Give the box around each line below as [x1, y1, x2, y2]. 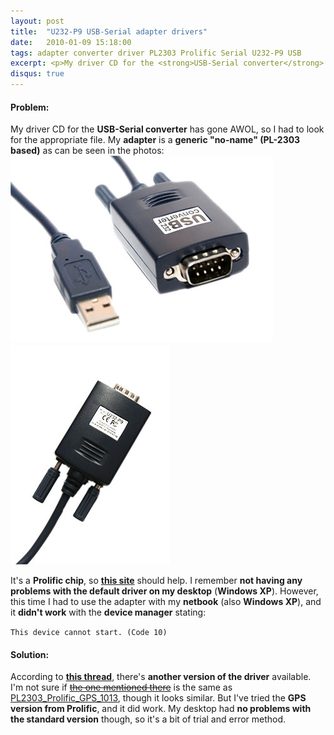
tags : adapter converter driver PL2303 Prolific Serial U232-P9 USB [10, 48, 302, 58]
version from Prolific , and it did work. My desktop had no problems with [10, 703, 312, 715]
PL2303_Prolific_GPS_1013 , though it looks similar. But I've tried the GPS [10, 692, 307, 704]
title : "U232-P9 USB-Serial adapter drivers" [10, 26, 208, 37]
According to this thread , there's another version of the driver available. [10, 671, 312, 683]
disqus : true [10, 69, 65, 79]
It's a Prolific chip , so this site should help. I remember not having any [10, 575, 303, 587]
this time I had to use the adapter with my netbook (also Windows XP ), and [10, 596, 322, 608]
